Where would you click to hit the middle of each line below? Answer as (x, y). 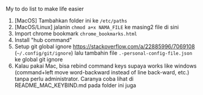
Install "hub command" (43, 40)
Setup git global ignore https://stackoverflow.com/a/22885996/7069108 (105, 46)
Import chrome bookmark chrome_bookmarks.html (76, 33)
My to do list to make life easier (45, 9)
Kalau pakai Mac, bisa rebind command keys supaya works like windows (105, 66)
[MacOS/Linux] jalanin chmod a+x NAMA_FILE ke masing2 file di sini (97, 27)
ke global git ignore (39, 59)
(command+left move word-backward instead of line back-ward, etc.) (102, 72)
